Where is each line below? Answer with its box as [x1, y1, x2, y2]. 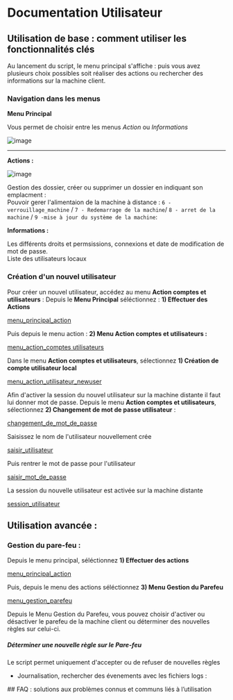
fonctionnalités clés [7, 43, 95, 55]
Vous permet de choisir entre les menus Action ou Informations [7, 123, 189, 131]
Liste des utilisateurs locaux [7, 255, 87, 263]
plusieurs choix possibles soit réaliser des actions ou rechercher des [7, 69, 203, 77]
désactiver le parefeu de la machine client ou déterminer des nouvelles [7, 617, 210, 626]
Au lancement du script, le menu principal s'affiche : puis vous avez [7, 62, 201, 70]
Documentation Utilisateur [7, 5, 163, 21]
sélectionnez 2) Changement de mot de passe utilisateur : [7, 405, 176, 414]
